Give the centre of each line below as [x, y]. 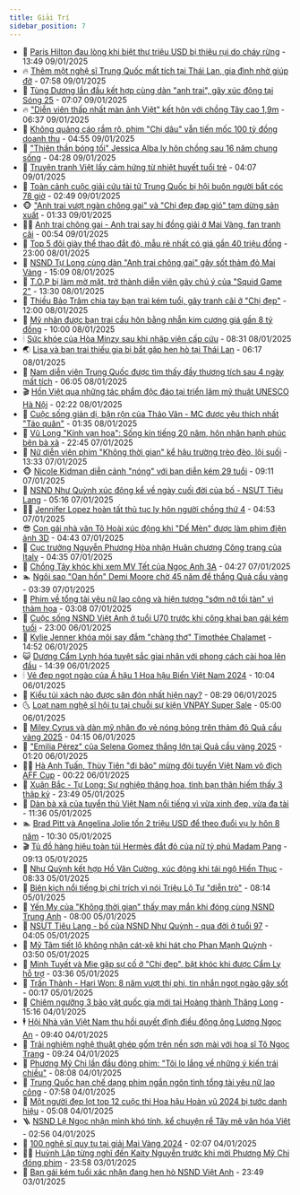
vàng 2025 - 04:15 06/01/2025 [79, 737]
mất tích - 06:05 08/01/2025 [74, 381]
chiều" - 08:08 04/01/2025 [72, 1072]
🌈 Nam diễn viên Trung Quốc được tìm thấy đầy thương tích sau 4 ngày [153, 371]
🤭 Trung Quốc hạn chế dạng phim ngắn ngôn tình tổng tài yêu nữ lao [149, 1082]
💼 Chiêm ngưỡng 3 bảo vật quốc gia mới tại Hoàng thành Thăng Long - [153, 1002]
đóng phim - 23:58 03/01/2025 [79, 1162]
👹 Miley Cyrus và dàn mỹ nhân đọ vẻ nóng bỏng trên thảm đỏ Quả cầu [152, 727]
